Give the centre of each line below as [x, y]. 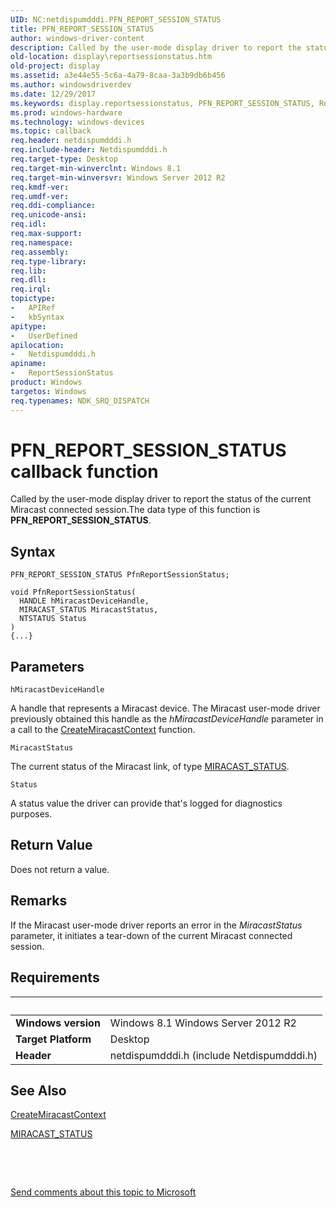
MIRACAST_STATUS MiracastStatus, [89, 610]
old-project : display [55, 66]
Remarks [39, 901]
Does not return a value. [60, 869]
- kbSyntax [37, 317]
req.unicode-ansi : [48, 215]
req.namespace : [42, 242]
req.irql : [31, 289]
